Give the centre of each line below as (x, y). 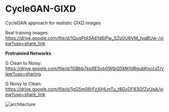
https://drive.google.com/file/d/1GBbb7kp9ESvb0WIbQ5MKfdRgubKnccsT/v (85, 68)
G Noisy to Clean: (24, 84)
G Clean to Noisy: (24, 63)
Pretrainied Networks (28, 53)
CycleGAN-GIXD (41, 9)
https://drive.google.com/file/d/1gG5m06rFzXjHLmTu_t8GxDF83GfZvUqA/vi (84, 89)
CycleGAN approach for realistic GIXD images (53, 23)
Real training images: (27, 32)
